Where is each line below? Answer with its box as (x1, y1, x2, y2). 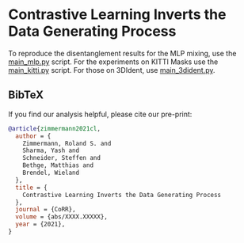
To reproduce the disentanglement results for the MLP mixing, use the (8, 48, 237, 58)
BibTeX (8, 89, 44, 102)
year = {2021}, (15, 220, 66, 229)
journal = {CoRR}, (15, 206, 77, 214)
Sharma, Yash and (22, 146, 80, 155)
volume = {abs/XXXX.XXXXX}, (15, 213, 109, 221)
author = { (15, 132, 51, 140)
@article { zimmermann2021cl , (8, 124, 101, 132)
